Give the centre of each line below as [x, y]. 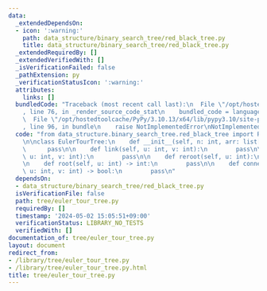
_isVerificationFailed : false [65, 68]
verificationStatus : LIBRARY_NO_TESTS [80, 223]
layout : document [37, 246]
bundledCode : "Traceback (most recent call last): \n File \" [120, 104]
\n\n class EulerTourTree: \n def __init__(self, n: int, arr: [131, 142]
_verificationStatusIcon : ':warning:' [80, 82]
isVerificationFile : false [60, 193]
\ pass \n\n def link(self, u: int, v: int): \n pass [136, 149]
